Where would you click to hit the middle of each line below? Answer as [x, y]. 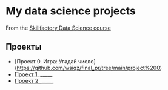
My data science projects [71, 11]
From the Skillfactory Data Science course [59, 28]
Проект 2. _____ [34, 80]
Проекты [24, 47]
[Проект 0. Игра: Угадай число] [55, 61]
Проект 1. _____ [33, 74]
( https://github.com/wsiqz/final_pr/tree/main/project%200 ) [88, 68]
